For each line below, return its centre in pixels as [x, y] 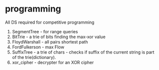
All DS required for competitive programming [50, 22]
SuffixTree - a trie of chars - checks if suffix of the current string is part [83, 52]
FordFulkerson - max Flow [38, 47]
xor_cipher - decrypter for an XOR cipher [53, 62]
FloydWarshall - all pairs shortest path [50, 42]
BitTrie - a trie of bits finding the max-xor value [59, 37]
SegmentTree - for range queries [45, 31]
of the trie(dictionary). [34, 57]
